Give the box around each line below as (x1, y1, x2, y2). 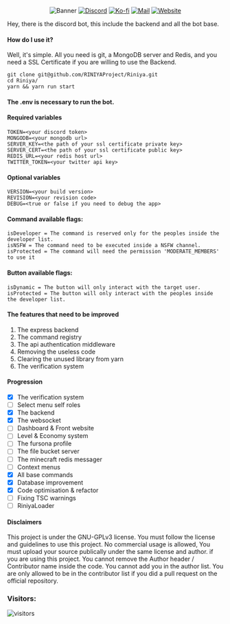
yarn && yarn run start (7, 83, 76, 91)
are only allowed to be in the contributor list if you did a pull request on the (7, 570, 218, 578)
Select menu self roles (16, 401, 81, 409)
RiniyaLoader (16, 501, 55, 509)
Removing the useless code (16, 347, 96, 356)
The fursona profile (16, 439, 72, 448)
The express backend (16, 325, 79, 334)
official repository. (7, 577, 58, 585)
